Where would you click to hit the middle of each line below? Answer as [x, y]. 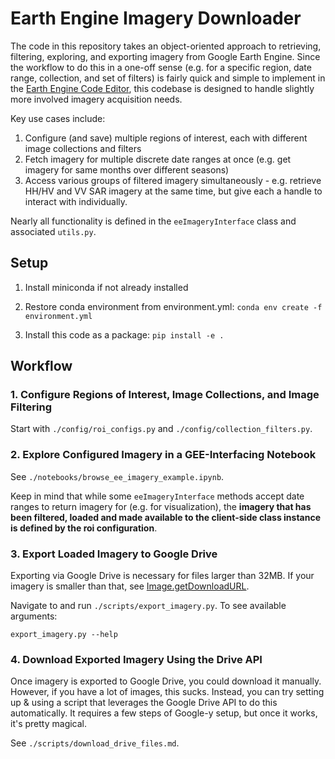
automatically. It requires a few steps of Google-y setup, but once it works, [164, 713]
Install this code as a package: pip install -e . [124, 334]
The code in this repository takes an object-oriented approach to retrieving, [166, 46]
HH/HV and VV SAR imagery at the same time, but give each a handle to [173, 191]
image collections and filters [83, 148]
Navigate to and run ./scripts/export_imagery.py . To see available [148, 606]
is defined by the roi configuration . [84, 528]
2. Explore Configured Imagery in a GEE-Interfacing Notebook [163, 455]
